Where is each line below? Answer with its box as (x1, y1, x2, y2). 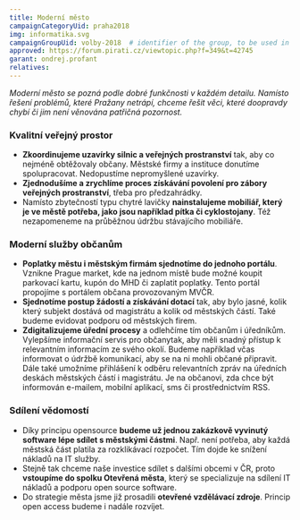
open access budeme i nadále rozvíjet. (21, 500, 165, 511)
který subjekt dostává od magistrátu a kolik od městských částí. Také (21, 306, 277, 317)
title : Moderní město (9, 13, 90, 22)
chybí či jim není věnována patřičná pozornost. (9, 107, 183, 117)
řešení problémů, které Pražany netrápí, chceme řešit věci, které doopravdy (9, 97, 288, 107)
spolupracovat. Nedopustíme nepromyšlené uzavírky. (21, 168, 220, 179)
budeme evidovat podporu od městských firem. (21, 315, 197, 327)
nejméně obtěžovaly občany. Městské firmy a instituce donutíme (21, 158, 260, 170)
